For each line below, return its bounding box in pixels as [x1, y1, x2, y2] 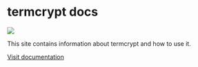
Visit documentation [7, 53, 64, 61]
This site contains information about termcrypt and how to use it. [7, 39, 191, 48]
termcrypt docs [7, 4, 99, 20]
